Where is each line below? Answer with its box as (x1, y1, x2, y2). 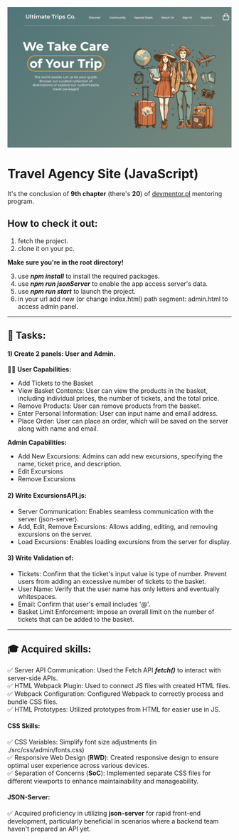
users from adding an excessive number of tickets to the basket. (17, 577, 206, 585)
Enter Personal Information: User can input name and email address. (17, 409, 218, 418)
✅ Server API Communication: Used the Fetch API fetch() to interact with (7, 665, 222, 674)
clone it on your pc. (17, 244, 75, 252)
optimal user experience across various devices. (7, 761, 149, 769)
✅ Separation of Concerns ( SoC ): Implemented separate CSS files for (7, 769, 211, 777)
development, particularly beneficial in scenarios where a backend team (7, 816, 219, 825)
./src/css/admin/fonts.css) (7, 745, 85, 754)
